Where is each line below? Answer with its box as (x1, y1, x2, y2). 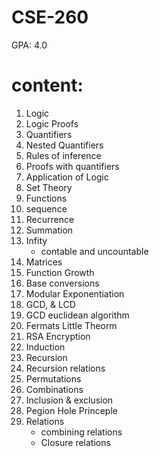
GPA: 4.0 (11, 39, 48, 51)
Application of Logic (25, 171, 109, 183)
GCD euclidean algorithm (25, 309, 130, 321)
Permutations (25, 372, 82, 385)
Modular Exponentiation (25, 287, 125, 300)
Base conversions (25, 277, 100, 289)
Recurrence (25, 213, 75, 225)
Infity (25, 234, 48, 246)
